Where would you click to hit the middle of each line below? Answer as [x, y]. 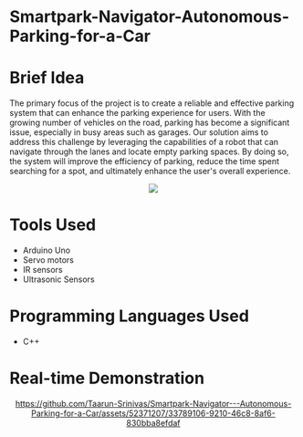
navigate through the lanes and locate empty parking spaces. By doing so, [149, 151]
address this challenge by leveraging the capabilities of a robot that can [144, 142]
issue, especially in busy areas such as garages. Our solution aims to [139, 132]
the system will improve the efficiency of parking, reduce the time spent [145, 161]
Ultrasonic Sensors [58, 279]
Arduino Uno [47, 250]
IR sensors [42, 270]
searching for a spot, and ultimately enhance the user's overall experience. [150, 172]
